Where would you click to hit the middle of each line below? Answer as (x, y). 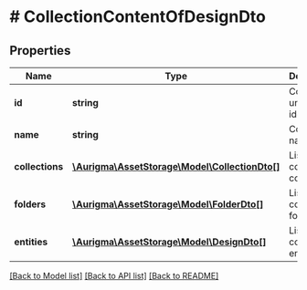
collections (39, 166)
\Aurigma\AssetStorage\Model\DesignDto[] (169, 242)
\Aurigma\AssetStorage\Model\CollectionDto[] (176, 166)
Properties (40, 51)
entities (31, 242)
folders (30, 204)
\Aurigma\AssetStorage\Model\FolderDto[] (168, 204)
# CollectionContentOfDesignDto (138, 17)
